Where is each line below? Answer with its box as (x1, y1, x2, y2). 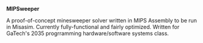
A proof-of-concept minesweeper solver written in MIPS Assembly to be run (6, 17, 198, 24)
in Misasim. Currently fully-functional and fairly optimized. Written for (6, 24, 180, 30)
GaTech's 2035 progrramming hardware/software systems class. (6, 30, 169, 37)
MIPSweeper (6, 5, 40, 12)
